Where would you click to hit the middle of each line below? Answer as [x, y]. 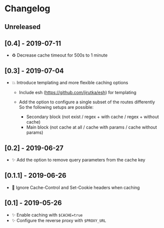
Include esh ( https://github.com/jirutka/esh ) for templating [78, 93]
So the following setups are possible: [56, 107]
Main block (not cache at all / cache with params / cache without [92, 127]
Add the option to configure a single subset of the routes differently [87, 102]
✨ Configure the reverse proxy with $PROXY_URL [59, 220]
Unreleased [23, 27]
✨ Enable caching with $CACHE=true [47, 215]
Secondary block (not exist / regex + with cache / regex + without [93, 117]
